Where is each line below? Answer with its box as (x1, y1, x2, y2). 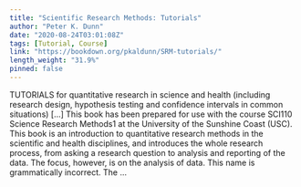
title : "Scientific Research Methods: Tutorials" (9, 13, 202, 23)
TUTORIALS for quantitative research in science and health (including (9, 88, 271, 100)
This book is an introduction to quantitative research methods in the (9, 128, 265, 139)
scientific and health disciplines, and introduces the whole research (9, 138, 264, 149)
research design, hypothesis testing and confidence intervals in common (9, 99, 284, 109)
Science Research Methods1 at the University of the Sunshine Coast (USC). (9, 118, 294, 129)
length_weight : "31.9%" (9, 56, 100, 65)
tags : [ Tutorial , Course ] (9, 38, 108, 48)
